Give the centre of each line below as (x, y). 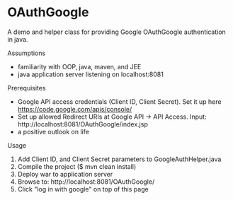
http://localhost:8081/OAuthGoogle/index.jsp (83, 124)
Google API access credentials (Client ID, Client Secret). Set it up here (119, 101)
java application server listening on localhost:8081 (91, 74)
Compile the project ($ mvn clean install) (77, 166)
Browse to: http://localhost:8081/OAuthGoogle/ (86, 182)
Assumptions (27, 53)
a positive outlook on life (53, 131)
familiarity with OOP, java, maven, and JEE (79, 66)
